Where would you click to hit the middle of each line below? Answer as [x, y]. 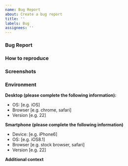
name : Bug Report [23, 10]
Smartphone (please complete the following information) [64, 125]
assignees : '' [20, 28]
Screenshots [21, 71]
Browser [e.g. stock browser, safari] [48, 145]
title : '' [15, 19]
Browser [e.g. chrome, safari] [42, 110]
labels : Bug [17, 23]
